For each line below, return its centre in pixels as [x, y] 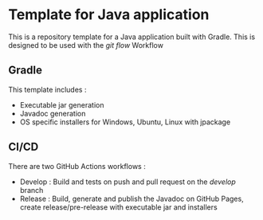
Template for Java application [109, 15]
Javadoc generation [53, 113]
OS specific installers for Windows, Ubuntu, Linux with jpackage [125, 122]
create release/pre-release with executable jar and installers [118, 207]
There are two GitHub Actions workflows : [77, 166]
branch [31, 190]
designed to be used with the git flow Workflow [86, 45]
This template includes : [47, 89]
